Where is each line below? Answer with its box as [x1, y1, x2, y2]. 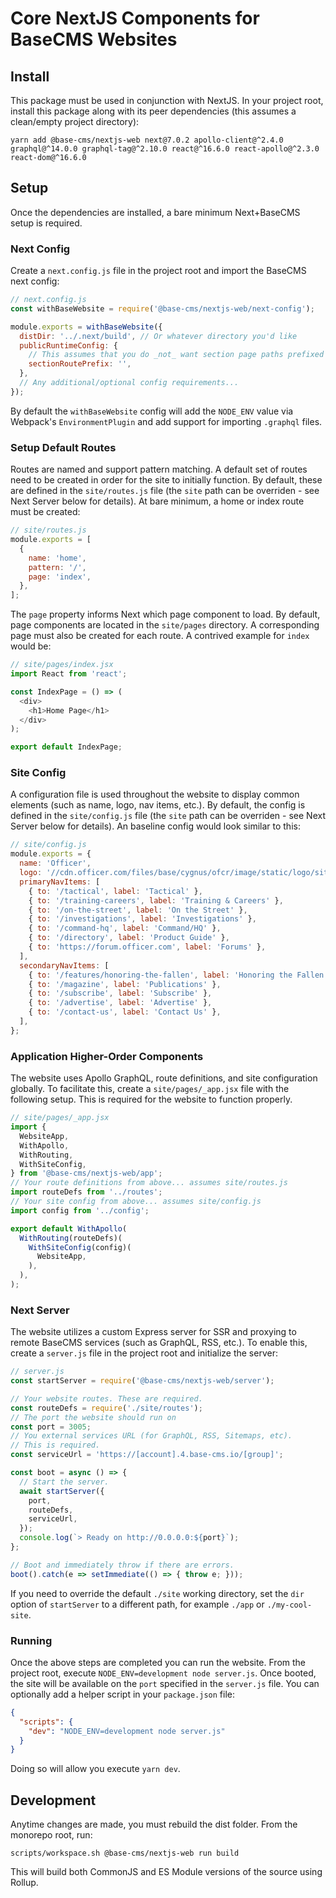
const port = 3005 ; [10, 1422, 92, 1432]
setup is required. [10, 217, 83, 229]
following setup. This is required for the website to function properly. [10, 1093, 293, 1106]
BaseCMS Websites [10, 28, 178, 51]
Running [10, 1633, 53, 1647]
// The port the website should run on [10, 1412, 177, 1422]
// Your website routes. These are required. [10, 1393, 203, 1404]
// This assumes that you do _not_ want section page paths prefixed [28, 350, 325, 360]
